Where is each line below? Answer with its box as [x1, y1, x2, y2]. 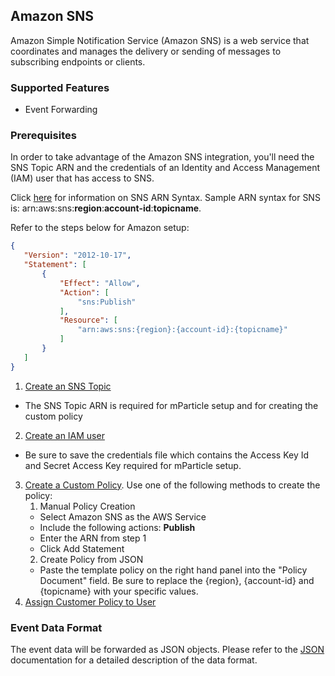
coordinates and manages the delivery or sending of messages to [10, 45, 282, 57]
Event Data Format [10, 620, 103, 634]
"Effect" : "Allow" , [59, 278, 141, 288]
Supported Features [10, 80, 110, 94]
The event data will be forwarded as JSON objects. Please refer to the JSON [10, 643, 325, 655]
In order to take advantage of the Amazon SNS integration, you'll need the [10, 151, 315, 163]
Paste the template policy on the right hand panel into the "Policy [39, 564, 308, 576]
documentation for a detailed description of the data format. [10, 654, 258, 666]
